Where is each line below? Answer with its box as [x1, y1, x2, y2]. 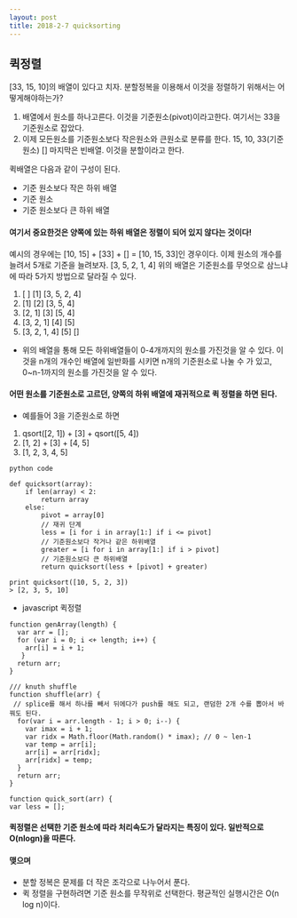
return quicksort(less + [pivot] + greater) [41, 562, 208, 571]
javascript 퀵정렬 [21, 602, 82, 613]
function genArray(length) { [9, 619, 117, 629]
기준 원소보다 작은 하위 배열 [21, 183, 118, 194]
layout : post [9, 12, 58, 22]
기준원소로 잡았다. [21, 123, 84, 133]
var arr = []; [17, 627, 69, 636]
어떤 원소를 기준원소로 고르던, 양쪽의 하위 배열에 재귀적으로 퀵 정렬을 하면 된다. [9, 388, 277, 400]
